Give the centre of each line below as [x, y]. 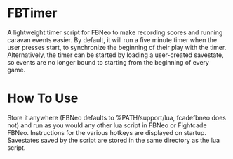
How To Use [43, 98]
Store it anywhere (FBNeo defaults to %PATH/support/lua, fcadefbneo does [117, 117]
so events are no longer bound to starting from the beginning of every [108, 62]
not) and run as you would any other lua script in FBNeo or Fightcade [107, 125]
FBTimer [32, 13]
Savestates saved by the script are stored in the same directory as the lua [113, 140]
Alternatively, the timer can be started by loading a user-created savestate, [115, 55]
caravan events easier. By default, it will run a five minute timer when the [112, 39]
